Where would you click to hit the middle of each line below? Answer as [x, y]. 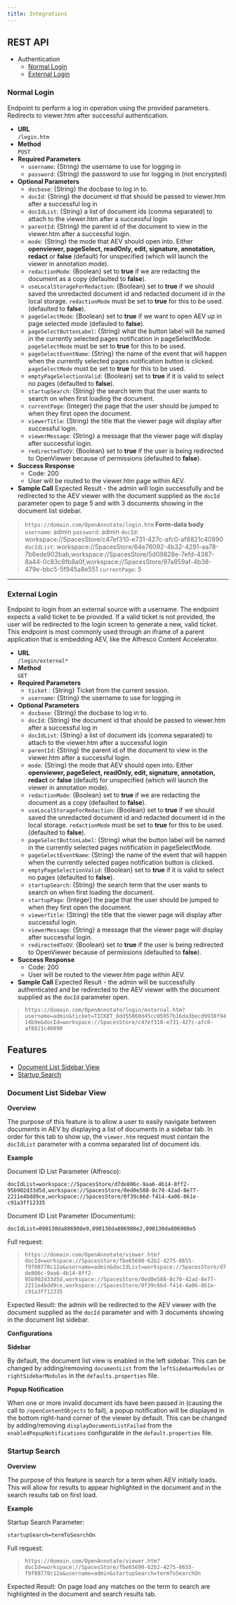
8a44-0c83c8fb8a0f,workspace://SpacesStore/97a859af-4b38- [118, 561]
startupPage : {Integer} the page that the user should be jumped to [123, 900]
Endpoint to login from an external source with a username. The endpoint [113, 609]
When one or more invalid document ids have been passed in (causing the [115, 1403]
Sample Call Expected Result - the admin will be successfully [106, 982]
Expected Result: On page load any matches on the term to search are [109, 1587]
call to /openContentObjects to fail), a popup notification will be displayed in [116, 1411]
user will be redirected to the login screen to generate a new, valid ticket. [112, 625]
